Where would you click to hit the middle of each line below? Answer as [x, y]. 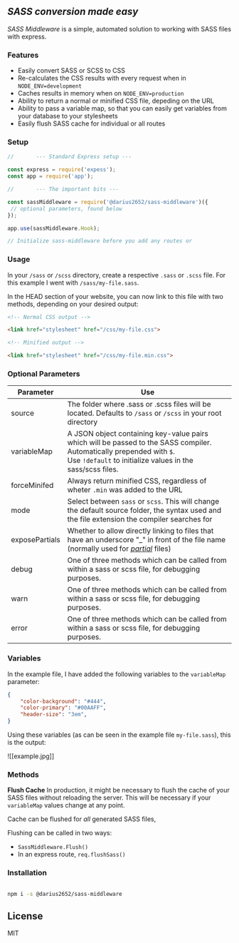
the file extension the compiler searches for [140, 519]
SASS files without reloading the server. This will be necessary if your [109, 797]
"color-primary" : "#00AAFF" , [63, 708]
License [25, 916]
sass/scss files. [93, 469]
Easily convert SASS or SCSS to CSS [71, 71]
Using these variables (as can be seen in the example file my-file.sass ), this [119, 735]
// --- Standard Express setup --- [70, 157]
